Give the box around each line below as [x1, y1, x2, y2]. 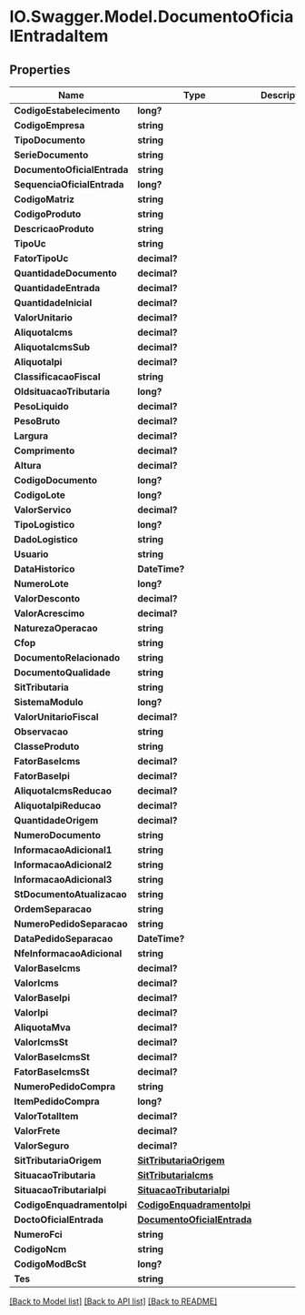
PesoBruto [14, 415, 61, 427]
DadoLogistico [14, 533, 79, 545]
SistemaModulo [14, 696, 84, 708]
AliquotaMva [14, 1021, 71, 1034]
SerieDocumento [14, 148, 89, 161]
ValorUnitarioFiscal [14, 711, 99, 723]
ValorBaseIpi [14, 992, 71, 1004]
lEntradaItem [9, 25, 109, 46]
